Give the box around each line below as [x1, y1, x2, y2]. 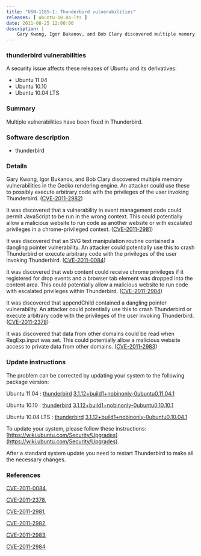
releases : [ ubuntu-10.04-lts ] [6, 14, 87, 21]
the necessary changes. [6, 456, 66, 463]
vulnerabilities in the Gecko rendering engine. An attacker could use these [6, 182, 190, 189]
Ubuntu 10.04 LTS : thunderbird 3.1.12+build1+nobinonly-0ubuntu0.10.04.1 [6, 413, 188, 420]
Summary [6, 104, 36, 113]
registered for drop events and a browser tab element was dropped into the [6, 275, 193, 282]
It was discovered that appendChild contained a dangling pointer [6, 299, 167, 306]
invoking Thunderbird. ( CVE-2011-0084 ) [6, 257, 107, 264]
